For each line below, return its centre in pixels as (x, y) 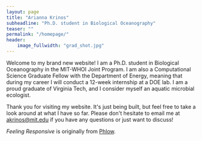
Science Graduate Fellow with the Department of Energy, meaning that (95, 76)
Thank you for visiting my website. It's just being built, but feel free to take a (101, 107)
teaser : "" (20, 29)
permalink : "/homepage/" (38, 34)
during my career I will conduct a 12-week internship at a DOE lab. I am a (97, 82)
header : (16, 40)
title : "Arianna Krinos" (38, 18)
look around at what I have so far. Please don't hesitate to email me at (93, 113)
